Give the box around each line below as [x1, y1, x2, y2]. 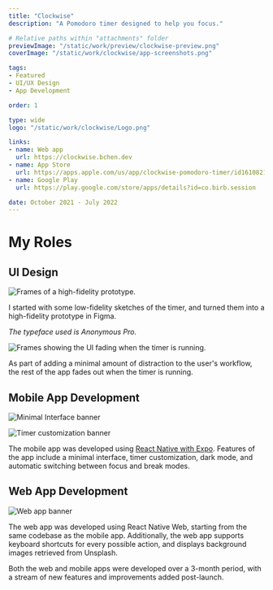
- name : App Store [8, 161, 71, 169]
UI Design [8, 265, 58, 279]
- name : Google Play [8, 176, 79, 184]
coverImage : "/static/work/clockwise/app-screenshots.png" [8, 50, 213, 58]
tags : [8, 64, 27, 72]
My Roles [8, 233, 73, 252]
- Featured [8, 72, 45, 80]
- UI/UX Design [8, 79, 60, 87]
